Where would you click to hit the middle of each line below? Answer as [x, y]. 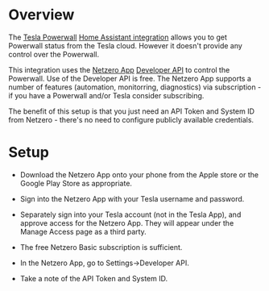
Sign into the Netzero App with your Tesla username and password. [132, 198]
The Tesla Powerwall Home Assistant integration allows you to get [118, 37]
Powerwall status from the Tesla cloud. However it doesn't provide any [126, 45]
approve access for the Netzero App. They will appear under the [127, 222]
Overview [41, 15]
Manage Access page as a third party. [83, 231]
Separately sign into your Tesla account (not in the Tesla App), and [130, 214]
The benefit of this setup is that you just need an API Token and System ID [132, 111]
